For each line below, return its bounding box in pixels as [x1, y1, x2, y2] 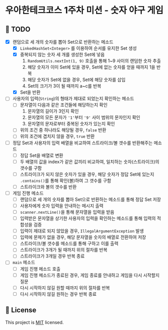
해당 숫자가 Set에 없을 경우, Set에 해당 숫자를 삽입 [27, 76, 126, 83]
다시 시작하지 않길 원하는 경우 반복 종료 [20, 291, 97, 297]
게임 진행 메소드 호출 [20, 266, 61, 272]
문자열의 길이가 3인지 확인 [27, 108, 79, 114]
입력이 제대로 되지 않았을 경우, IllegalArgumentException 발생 [20, 228, 144, 234]
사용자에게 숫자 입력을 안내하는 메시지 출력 [20, 202, 104, 209]
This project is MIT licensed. [5, 319, 64, 325]
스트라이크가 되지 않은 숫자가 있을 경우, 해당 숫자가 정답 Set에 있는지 [20, 171, 154, 177]
